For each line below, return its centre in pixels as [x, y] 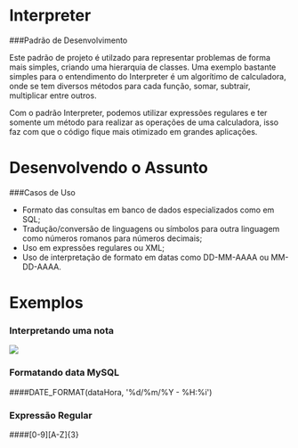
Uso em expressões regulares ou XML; [93, 247]
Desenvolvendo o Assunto [109, 168]
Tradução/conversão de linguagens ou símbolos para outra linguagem [151, 228]
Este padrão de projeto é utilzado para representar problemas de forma [140, 57]
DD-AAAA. [42, 266]
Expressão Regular [51, 415]
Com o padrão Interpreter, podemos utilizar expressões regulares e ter [138, 112]
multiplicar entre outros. [53, 95]
